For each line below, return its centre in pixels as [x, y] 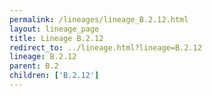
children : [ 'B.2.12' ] [54, 76]
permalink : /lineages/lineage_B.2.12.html [99, 19]
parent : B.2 [34, 66]
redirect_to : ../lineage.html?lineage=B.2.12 [105, 47]
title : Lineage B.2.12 [56, 38]
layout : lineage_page [54, 29]
